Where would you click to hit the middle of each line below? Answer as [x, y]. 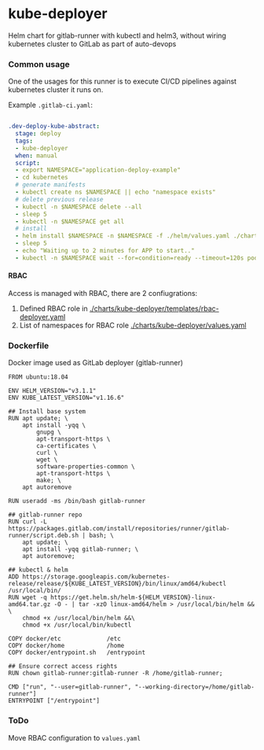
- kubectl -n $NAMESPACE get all [70, 221]
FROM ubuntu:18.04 [38, 377]
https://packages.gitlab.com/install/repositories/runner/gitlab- [119, 529]
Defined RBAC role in [53, 308]
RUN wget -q [27, 598]
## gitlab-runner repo [45, 515]
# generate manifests [51, 185]
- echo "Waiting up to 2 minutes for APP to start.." [105, 251]
